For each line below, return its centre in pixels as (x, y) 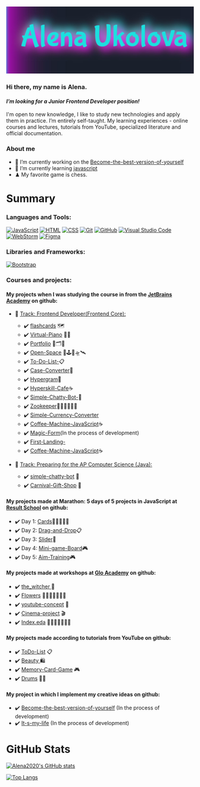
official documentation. (35, 133)
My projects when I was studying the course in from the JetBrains (89, 294)
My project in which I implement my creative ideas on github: (83, 694)
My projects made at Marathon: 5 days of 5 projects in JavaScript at (92, 501)
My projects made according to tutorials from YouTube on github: (89, 638)
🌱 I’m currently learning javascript (56, 168)
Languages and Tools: (39, 217)
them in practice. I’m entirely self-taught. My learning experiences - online (97, 121)
